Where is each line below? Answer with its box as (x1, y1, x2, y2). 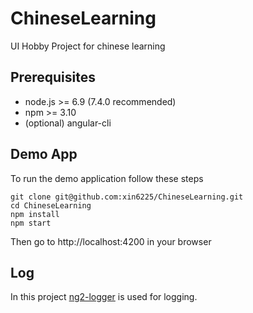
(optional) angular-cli (24, 117, 112, 129)
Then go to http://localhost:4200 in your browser (10, 235, 212, 247)
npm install (10, 209, 60, 219)
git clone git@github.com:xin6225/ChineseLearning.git (10, 192, 244, 202)
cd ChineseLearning (10, 200, 92, 211)
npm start (10, 218, 52, 228)
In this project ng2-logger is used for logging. (10, 291, 198, 303)
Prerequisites (10, 69, 96, 86)
